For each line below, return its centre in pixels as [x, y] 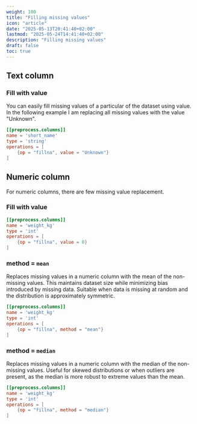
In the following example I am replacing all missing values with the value [95, 113]
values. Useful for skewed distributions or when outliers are [101, 370]
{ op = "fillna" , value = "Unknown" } [63, 152]
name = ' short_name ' [32, 136]
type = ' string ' [27, 142]
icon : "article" [27, 23]
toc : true [19, 51]
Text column [30, 76]
